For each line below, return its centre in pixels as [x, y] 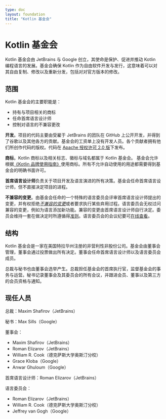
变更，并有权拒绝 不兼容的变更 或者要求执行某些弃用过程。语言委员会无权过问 [83, 204]
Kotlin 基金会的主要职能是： [33, 102]
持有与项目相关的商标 [34, 112]
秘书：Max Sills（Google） [33, 321]
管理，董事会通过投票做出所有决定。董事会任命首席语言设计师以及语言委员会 [83, 252]
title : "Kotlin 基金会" [28, 19]
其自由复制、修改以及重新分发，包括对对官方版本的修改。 [63, 72]
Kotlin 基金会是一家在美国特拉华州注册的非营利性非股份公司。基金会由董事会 [83, 246]
